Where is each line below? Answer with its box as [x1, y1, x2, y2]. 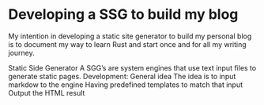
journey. [8, 48, 35, 57]
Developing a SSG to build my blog [8, 5, 239, 24]
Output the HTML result [8, 88, 85, 97]
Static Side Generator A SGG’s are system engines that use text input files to [8, 63, 257, 72]
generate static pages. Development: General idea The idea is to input [8, 71, 236, 81]
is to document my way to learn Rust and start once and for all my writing [8, 39, 247, 49]
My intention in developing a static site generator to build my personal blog [8, 31, 252, 41]
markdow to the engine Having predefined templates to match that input [8, 80, 243, 89]
